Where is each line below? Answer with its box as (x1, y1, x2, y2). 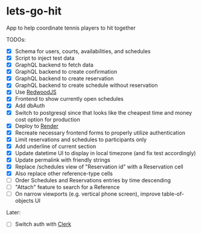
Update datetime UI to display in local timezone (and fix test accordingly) (14, 149, 196, 156)
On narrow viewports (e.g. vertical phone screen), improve (14, 190, 161, 197)
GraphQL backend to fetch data (14, 62, 93, 69)
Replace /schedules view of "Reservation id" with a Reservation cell (14, 163, 184, 170)
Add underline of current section (14, 142, 96, 150)
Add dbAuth (14, 102, 45, 109)
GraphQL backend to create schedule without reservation (14, 81, 158, 89)
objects (14, 197, 34, 205)
